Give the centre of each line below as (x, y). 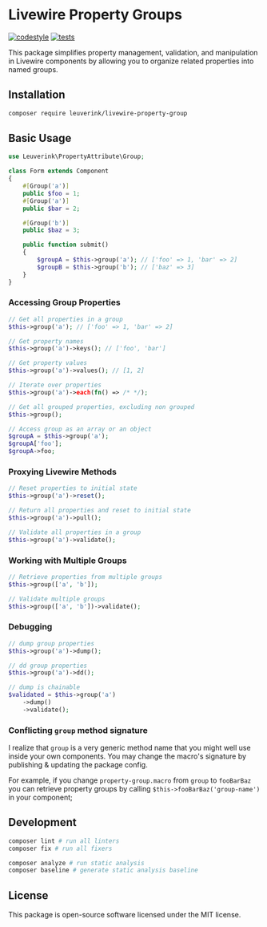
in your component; (41, 797)
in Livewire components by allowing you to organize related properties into (131, 61)
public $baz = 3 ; (52, 230)
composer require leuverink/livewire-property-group (98, 113)
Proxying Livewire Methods (63, 472)
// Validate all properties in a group (75, 532)
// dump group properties (51, 643)
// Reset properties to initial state (73, 488)
